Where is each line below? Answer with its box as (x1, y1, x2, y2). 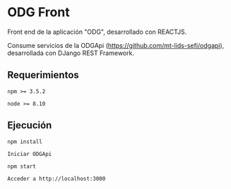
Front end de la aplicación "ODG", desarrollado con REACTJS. (7, 28, 187, 36)
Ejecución (7, 119, 52, 131)
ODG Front (7, 4, 70, 20)
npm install (7, 138, 42, 145)
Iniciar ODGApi (7, 150, 52, 157)
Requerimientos (7, 69, 79, 81)
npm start (7, 163, 37, 170)
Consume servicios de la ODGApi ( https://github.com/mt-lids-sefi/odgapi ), (7, 41, 225, 49)
